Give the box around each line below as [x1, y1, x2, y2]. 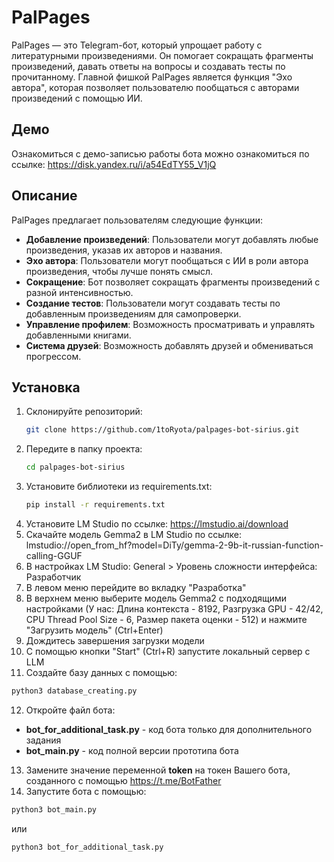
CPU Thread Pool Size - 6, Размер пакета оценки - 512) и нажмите [25, 614, 308, 625]
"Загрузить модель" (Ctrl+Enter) [25, 624, 164, 636]
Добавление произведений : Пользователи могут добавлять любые [25, 233, 319, 245]
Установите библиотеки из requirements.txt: [25, 481, 213, 493]
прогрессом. [25, 350, 82, 362]
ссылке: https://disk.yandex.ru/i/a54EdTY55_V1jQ [11, 158, 217, 170]
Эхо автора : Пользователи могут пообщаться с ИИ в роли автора [25, 254, 309, 266]
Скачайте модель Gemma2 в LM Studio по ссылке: [25, 529, 242, 540]
